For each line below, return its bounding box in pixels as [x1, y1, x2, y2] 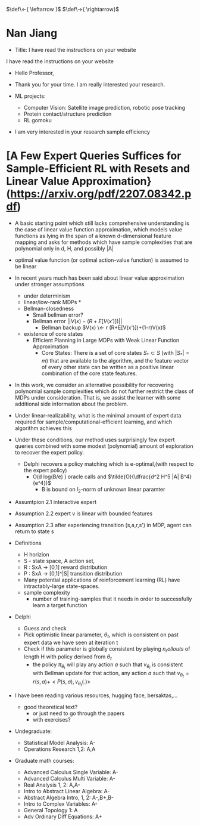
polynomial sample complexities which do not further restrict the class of [14, 388, 194, 395]
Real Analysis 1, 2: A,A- [23, 781, 80, 788]
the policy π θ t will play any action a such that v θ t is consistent [32, 661, 183, 670]
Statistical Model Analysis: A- [23, 740, 96, 747]
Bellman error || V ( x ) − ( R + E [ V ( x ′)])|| [32, 317, 123, 324]
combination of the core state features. [41, 370, 137, 377]
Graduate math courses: [14, 757, 74, 765]
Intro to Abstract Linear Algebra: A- [23, 788, 110, 795]
